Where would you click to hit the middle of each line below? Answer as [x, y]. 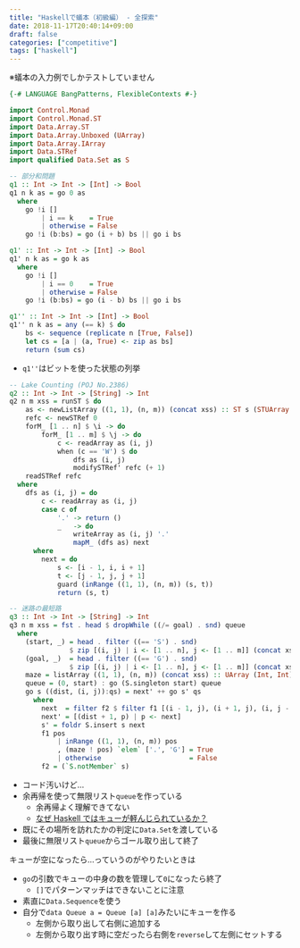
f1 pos [54, 734]
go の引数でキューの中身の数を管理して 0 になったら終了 [122, 878]
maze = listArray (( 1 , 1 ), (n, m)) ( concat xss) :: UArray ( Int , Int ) [159, 675]
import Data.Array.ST [50, 127]
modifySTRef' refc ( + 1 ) [119, 468]
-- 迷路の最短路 [35, 608]
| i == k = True [78, 218]
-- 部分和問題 [32, 176]
